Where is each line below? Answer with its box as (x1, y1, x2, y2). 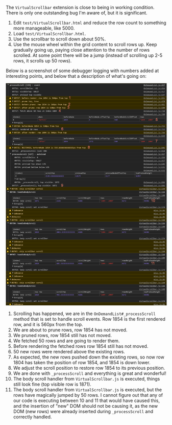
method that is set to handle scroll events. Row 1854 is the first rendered (13, 316, 165, 322)
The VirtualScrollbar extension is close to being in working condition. (6, 5, 155, 10)
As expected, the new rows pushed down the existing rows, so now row (13, 354, 165, 360)
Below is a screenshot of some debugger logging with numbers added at (6, 68, 159, 74)
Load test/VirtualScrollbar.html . (13, 31, 86, 36)
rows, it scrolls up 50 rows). (13, 58, 72, 63)
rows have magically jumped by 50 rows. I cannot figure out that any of (13, 392, 163, 398)
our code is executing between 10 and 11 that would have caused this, (13, 397, 160, 404)
